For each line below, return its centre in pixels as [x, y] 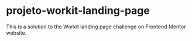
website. [16, 32]
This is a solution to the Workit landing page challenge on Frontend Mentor [96, 27]
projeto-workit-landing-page [78, 11]
